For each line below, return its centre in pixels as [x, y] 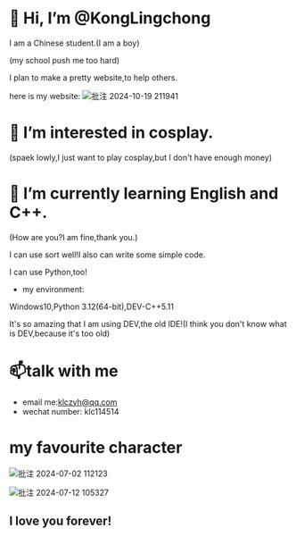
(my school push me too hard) [65, 60]
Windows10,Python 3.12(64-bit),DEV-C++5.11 [91, 306]
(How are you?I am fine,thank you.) [74, 237]
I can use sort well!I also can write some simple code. [107, 255]
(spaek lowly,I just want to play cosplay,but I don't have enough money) [141, 157]
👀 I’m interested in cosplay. [111, 133]
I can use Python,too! [48, 272]
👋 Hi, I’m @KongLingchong [110, 18]
